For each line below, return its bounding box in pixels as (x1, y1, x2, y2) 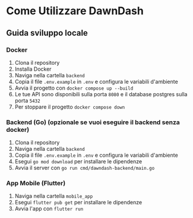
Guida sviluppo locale (6, 28, 88, 38)
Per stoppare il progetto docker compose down (14, 103, 125, 110)
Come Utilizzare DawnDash (6, 4, 144, 18)
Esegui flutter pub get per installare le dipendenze (14, 199, 143, 206)
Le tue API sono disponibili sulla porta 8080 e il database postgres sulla (14, 90, 188, 97)
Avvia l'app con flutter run (14, 205, 84, 212)
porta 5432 (14, 97, 40, 104)
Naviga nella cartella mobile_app (14, 192, 93, 200)
